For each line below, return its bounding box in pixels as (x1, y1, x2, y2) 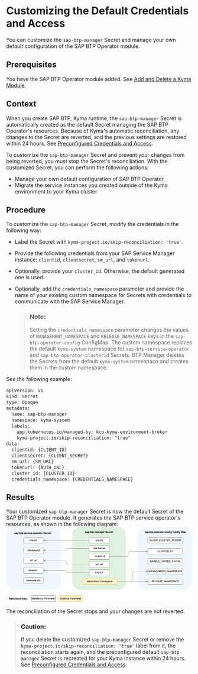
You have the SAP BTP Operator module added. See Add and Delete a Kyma (6, 75, 191, 82)
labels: (11, 423, 31, 429)
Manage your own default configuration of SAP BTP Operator (14, 175, 164, 182)
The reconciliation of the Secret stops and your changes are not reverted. (6, 608, 185, 615)
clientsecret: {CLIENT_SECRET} (11, 453, 89, 459)
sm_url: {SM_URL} (11, 459, 54, 465)
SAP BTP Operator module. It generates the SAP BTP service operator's (6, 514, 181, 521)
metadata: (6, 405, 31, 411)
